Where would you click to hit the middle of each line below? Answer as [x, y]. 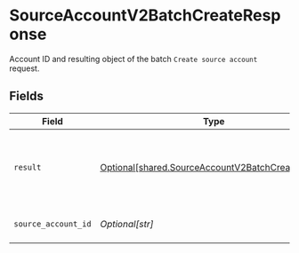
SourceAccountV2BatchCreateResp [145, 16]
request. [24, 68]
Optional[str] [127, 224]
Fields [27, 96]
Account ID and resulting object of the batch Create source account [133, 59]
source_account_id [53, 224]
